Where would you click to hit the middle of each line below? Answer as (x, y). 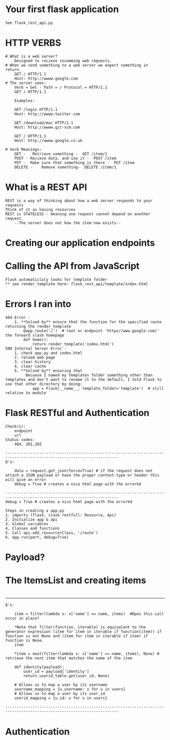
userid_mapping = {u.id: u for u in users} (61, 698)
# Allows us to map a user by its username (61, 685)
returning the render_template (38, 326)
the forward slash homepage (35, 335)
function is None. (25, 641)
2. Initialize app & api (31, 519)
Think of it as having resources (40, 209)
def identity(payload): (39, 667)
